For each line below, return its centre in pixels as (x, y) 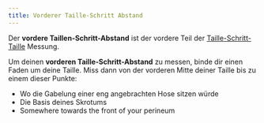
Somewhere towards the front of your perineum (97, 110)
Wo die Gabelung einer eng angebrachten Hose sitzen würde (119, 93)
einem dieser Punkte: (43, 78)
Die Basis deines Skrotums (63, 102)
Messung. (43, 46)
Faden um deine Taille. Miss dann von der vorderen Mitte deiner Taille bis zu (132, 70)
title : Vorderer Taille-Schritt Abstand (76, 15)
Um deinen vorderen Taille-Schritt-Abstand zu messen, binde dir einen (126, 61)
